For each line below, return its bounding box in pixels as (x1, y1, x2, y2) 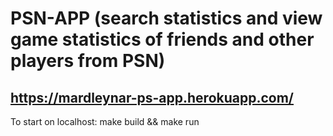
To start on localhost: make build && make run (10, 116, 200, 127)
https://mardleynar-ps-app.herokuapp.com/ (10, 89, 295, 106)
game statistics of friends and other (10, 28, 315, 51)
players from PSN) (10, 50, 166, 72)
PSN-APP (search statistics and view (10, 7, 323, 30)
